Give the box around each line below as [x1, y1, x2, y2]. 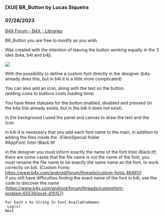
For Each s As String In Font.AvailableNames [5, 200, 99, 205]
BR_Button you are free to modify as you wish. [5, 38, 99, 43]
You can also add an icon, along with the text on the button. [5, 85, 125, 91]
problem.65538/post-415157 [5, 191, 62, 197]
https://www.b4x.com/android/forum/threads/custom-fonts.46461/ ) [5, 170, 142, 176]
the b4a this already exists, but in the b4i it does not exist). [5, 105, 123, 111]
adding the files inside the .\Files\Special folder [5, 135, 100, 140]
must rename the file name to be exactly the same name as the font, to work [5, 159, 159, 165]
